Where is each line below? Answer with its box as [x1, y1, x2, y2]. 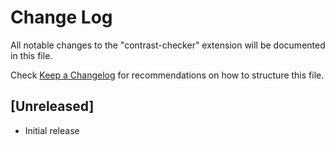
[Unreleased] [10, 98, 95, 115]
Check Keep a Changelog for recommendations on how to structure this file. [10, 69, 325, 81]
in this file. [10, 49, 53, 61]
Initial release [24, 124, 80, 136]
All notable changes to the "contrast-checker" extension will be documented [10, 39, 326, 51]
